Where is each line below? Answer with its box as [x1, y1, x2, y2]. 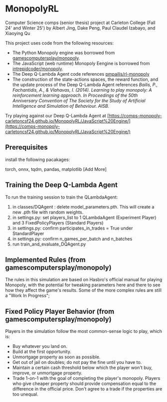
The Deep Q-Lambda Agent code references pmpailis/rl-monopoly [12, 71, 150, 77]
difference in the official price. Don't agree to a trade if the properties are [12, 386, 163, 392]
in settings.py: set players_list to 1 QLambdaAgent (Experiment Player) [12, 214, 157, 221]
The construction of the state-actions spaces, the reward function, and [12, 76, 159, 82]
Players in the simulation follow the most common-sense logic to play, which [5, 328, 163, 334]
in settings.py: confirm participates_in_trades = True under [12, 225, 133, 231]
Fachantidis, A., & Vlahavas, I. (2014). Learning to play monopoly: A [12, 87, 152, 93]
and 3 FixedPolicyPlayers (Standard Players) [12, 220, 104, 226]
